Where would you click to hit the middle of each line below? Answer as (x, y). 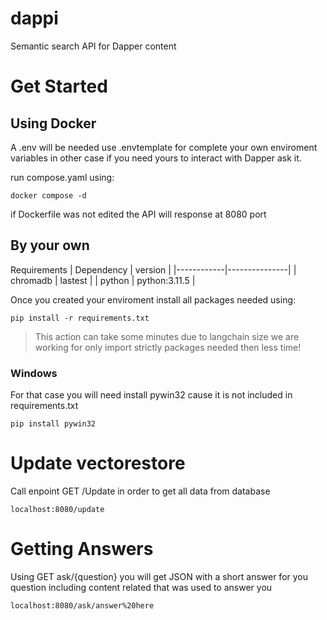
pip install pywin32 (53, 424)
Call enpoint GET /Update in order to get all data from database (140, 491)
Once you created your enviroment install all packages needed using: (153, 299)
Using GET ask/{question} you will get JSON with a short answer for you (159, 576)
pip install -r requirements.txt (80, 318)
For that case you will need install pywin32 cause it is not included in (151, 395)
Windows (34, 373)
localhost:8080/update (57, 509)
